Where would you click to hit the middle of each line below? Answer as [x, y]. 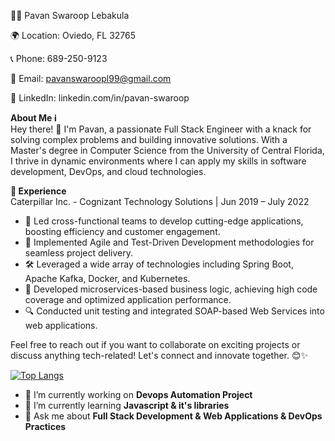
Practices [45, 426]
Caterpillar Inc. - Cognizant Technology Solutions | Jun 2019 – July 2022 [160, 201]
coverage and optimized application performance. [128, 299]
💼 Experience [38, 191]
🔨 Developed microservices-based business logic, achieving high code [171, 289]
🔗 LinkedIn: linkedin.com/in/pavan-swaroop [100, 98]
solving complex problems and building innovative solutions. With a [149, 139]
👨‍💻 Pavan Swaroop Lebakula [70, 15]
